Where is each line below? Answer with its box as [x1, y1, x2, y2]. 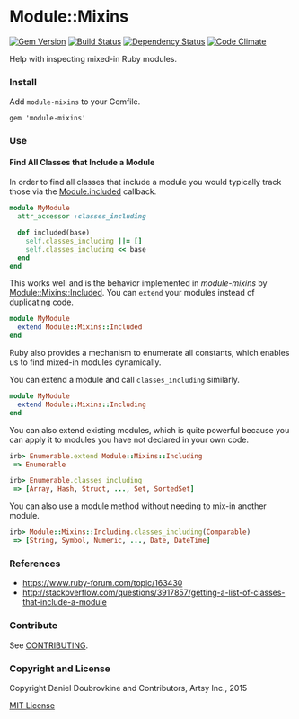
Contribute [9, 619, 58, 632]
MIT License [9, 699, 56, 711]
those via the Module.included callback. [9, 186, 157, 197]
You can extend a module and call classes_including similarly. [9, 375, 241, 386]
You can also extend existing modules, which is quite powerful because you [9, 424, 290, 435]
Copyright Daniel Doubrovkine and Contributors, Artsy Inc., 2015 [9, 682, 248, 693]
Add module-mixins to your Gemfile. [9, 96, 141, 107]
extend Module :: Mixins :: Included [17, 323, 143, 332]
